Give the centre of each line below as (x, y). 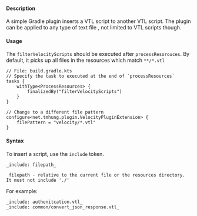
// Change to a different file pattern (55, 112)
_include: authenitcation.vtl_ (44, 202)
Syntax (15, 141)
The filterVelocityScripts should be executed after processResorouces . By (98, 54)
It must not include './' (38, 180)
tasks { (16, 82)
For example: (22, 191)
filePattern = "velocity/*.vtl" (56, 123)
